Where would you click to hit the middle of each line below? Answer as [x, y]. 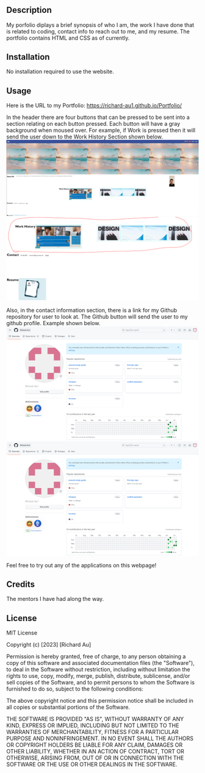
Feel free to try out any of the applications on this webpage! [81, 565]
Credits [21, 584]
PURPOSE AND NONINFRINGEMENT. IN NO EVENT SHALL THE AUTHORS [100, 739]
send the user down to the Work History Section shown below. [85, 137]
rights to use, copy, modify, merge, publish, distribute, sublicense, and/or [98, 676]
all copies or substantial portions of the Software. [68, 707]
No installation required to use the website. [60, 71]
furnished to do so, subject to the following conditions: [75, 689]
